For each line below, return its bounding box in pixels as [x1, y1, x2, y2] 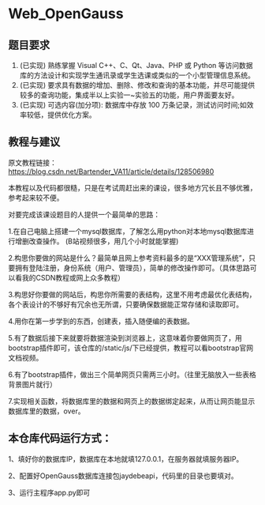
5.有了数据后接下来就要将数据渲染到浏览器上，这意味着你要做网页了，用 [8, 333, 242, 342]
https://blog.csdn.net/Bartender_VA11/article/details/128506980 [8, 167, 215, 176]
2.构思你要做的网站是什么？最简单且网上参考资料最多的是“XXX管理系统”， [8, 253, 249, 262]
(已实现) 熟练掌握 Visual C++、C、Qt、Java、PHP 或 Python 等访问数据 [19, 61, 254, 70]
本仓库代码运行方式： [8, 432, 112, 445]
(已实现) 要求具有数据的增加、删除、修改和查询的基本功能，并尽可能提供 [19, 81, 255, 89]
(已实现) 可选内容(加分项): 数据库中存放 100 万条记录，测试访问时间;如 [19, 100, 247, 109]
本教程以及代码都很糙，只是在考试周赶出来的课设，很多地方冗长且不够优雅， [8, 183, 257, 192]
